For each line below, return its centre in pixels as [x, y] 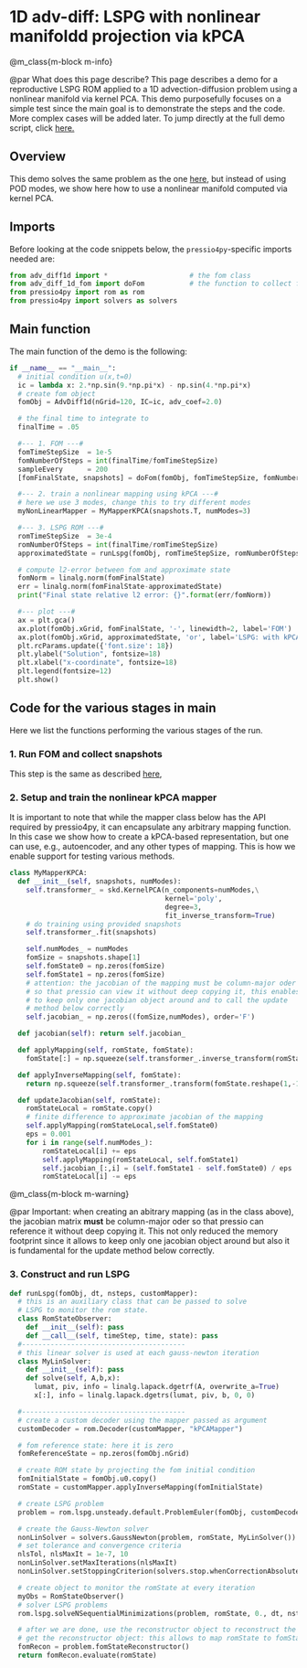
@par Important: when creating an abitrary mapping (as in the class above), [152, 1212]
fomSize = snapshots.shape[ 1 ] [84, 957]
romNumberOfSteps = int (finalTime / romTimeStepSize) [118, 545]
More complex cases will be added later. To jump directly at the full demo [147, 118]
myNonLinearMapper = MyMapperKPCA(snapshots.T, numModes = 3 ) [134, 511]
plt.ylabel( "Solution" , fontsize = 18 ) [90, 654]
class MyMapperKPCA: [49, 873]
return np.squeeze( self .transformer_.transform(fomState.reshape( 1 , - [161, 1084]
